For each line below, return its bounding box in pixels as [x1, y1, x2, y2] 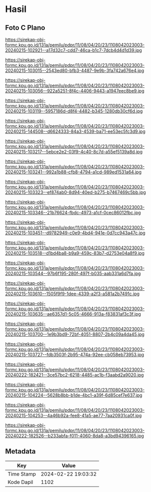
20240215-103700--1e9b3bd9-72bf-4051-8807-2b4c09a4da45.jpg [5, 331, 145, 337]
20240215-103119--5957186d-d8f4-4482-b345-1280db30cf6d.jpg [5, 108, 143, 114]
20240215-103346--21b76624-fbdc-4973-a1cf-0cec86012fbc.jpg [5, 210, 141, 215]
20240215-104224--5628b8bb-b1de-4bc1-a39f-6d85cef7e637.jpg [5, 392, 143, 398]
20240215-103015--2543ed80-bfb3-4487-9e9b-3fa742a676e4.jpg [5, 67, 145, 73]
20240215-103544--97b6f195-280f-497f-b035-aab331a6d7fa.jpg [5, 271, 141, 276]
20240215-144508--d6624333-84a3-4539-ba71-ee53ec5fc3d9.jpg [5, 128, 146, 134]
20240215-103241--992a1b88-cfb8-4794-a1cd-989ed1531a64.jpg [5, 169, 142, 175]
